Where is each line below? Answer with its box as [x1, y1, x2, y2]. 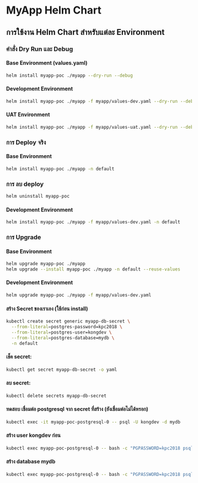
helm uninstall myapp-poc [6, 193, 70, 200]
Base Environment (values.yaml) [6, 60, 88, 67]
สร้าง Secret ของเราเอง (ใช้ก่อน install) [6, 305, 88, 312]
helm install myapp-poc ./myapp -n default [6, 166, 115, 172]
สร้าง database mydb [6, 458, 56, 465]
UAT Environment [6, 111, 50, 118]
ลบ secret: [6, 379, 31, 387]
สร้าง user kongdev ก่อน [6, 432, 61, 439]
